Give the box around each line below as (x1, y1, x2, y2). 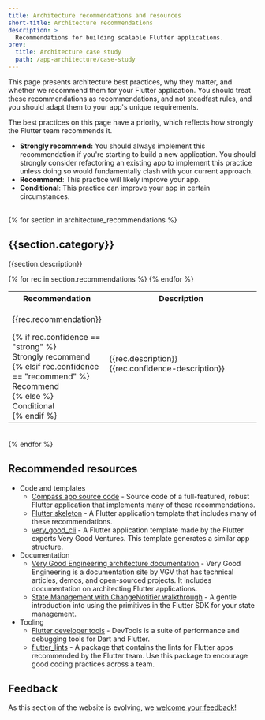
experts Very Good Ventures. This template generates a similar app (31, 533, 250, 543)
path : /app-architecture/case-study (15, 56, 136, 64)
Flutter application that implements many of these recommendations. (31, 500, 256, 509)
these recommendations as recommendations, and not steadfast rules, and (8, 94, 252, 103)
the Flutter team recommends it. (8, 125, 113, 135)
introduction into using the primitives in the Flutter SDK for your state (31, 600, 255, 610)
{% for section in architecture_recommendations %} (8, 215, 177, 225)
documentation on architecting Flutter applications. (31, 584, 198, 593)
